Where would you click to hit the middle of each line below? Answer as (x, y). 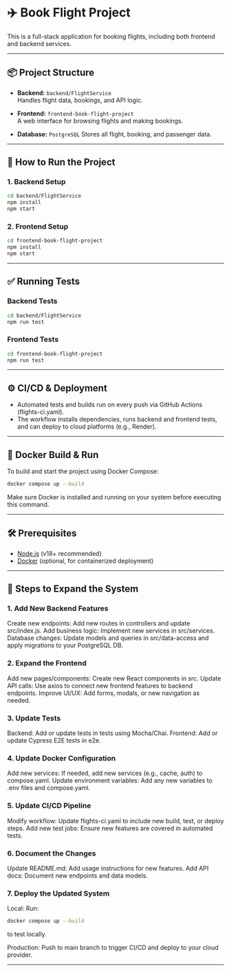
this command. (28, 504)
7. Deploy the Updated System (58, 893)
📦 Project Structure (51, 73)
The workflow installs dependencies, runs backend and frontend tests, (117, 420)
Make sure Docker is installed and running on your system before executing (114, 497)
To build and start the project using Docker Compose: (83, 471)
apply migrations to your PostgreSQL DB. (65, 645)
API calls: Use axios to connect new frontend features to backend (100, 685)
